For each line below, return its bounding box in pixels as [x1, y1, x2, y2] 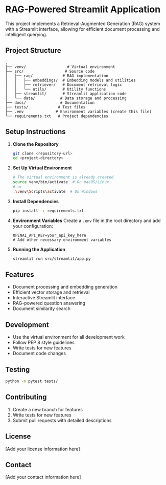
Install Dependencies [12, 198, 59, 204]
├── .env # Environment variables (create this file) [5, 109, 152, 114]
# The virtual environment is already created [12, 175, 114, 180]
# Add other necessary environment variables [12, 237, 111, 242]
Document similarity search [12, 305, 70, 312]
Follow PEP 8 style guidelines [12, 339, 75, 346]
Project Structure [5, 46, 61, 55]
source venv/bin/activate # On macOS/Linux [12, 180, 109, 185]
